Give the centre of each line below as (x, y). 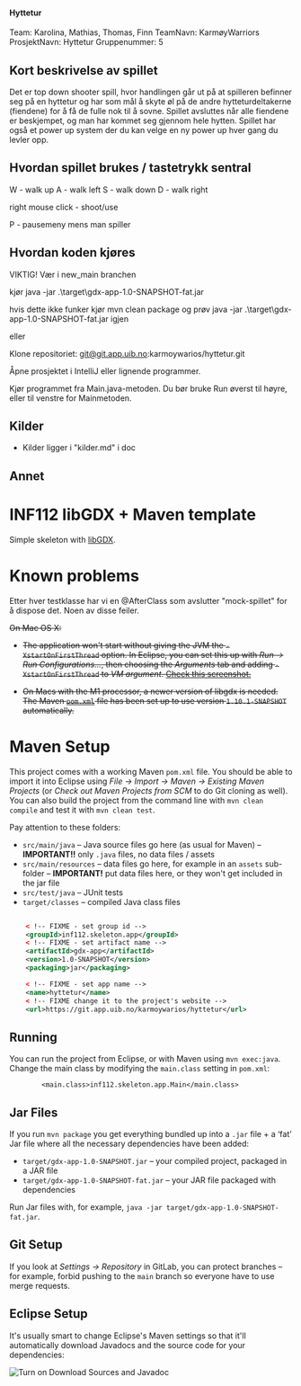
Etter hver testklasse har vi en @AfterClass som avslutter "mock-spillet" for (148, 600)
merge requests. (40, 1285)
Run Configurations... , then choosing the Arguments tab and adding (148, 664)
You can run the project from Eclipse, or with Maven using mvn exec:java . (145, 1059)
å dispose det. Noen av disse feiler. (74, 610)
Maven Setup (60, 746)
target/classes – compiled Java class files (102, 902)
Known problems (74, 576)
